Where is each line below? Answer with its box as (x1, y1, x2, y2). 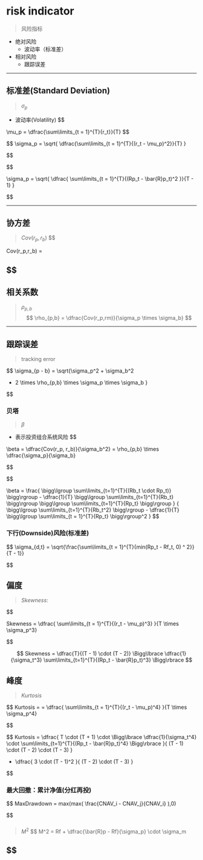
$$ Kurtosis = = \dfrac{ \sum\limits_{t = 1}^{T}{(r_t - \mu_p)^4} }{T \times (6, 703, 187, 711)
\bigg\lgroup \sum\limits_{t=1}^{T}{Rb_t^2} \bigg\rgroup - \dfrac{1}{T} (6, 506, 179, 513)
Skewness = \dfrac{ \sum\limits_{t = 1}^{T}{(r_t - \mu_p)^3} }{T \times (6, 620, 179, 627)
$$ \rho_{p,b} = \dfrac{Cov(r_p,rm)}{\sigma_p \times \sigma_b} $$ (26, 314, 192, 322)
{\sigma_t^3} (10, 656, 42, 663)
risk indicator (6, 4, 74, 18)
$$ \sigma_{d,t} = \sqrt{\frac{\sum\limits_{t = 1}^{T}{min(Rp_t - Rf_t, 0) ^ (6, 543, 185, 550)
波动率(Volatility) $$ (14, 116, 65, 123)
